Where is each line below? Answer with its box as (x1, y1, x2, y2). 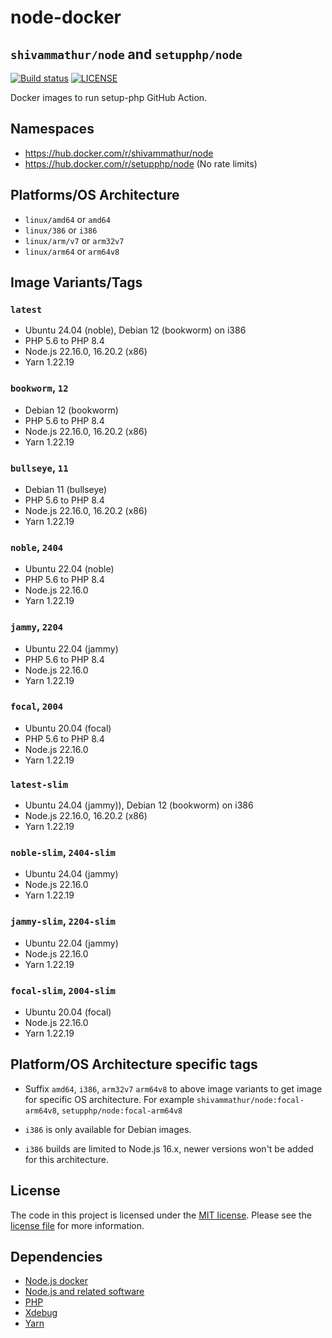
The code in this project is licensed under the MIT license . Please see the (10, 1209, 312, 1221)
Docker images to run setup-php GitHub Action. (10, 92, 208, 103)
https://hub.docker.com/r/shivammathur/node (24, 147, 214, 159)
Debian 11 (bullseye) (24, 483, 108, 495)
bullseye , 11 (10, 461, 69, 475)
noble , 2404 (10, 540, 64, 554)
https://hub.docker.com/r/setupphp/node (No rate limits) (24, 157, 258, 170)
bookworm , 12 (10, 381, 69, 395)
